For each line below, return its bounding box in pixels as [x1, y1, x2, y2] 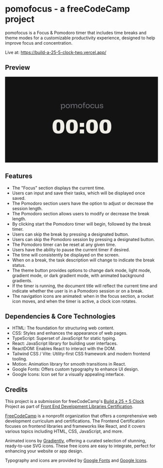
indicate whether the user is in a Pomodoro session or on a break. [12, 288, 144, 294]
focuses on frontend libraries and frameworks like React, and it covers [5, 423, 146, 429]
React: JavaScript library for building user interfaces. [12, 340, 118, 346]
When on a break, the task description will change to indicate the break [12, 257, 155, 263]
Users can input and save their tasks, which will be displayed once [12, 190, 146, 196]
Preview [5, 64, 31, 72]
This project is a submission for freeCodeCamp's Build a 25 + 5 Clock [5, 399, 145, 404]
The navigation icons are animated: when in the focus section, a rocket [12, 293, 154, 299]
